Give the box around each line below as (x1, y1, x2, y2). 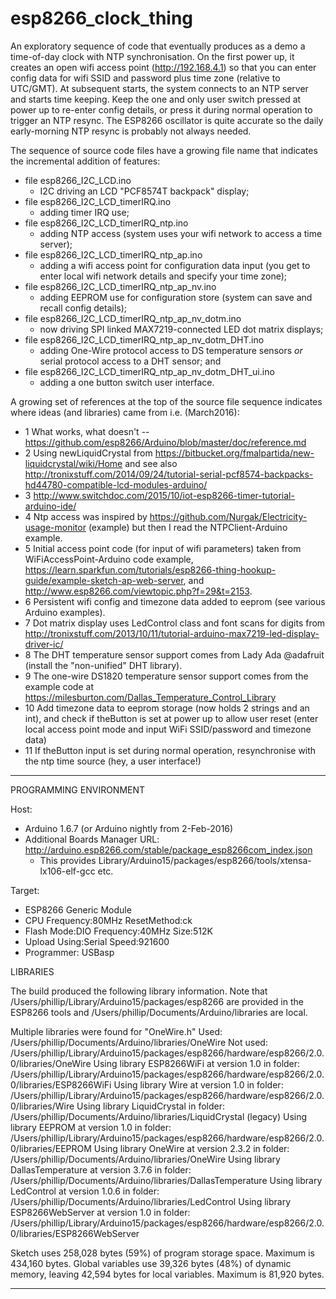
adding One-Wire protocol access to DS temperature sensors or (39, 344, 303, 356)
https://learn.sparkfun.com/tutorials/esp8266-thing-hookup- (24, 563, 277, 576)
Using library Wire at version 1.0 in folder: (113, 1078, 284, 1091)
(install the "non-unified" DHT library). (24, 659, 183, 671)
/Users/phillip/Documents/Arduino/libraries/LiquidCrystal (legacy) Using (10, 1110, 308, 1122)
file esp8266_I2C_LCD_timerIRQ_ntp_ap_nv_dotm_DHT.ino (24, 333, 265, 346)
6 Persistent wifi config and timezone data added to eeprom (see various (24, 595, 326, 607)
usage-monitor (24, 521, 87, 533)
